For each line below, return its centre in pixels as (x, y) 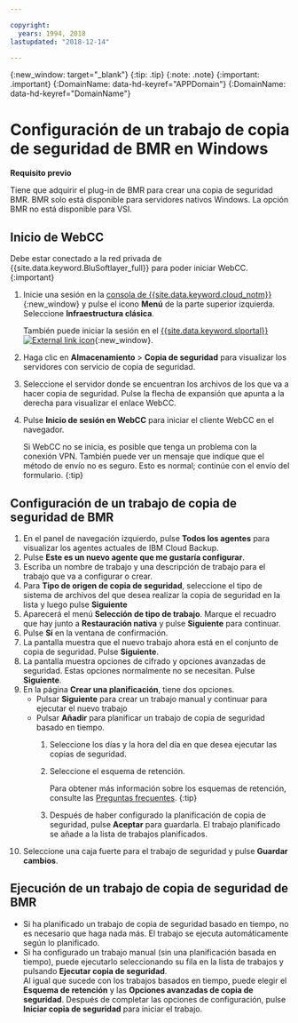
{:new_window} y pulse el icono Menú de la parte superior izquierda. (149, 304)
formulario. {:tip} (53, 476)
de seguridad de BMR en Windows (139, 148)
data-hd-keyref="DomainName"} (71, 93)
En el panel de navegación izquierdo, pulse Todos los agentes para (146, 538)
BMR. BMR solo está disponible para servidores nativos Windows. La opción (149, 200)
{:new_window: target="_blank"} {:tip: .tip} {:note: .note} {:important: (135, 75)
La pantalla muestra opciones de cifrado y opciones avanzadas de (144, 661)
